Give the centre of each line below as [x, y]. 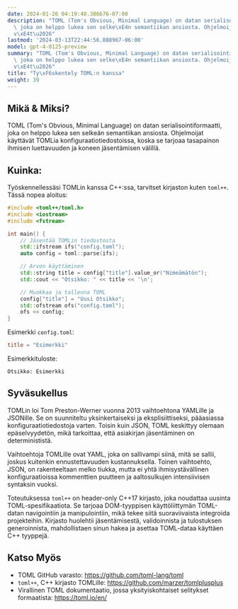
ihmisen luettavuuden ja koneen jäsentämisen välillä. [84, 148]
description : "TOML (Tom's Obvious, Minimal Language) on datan [104, 21]
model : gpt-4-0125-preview [47, 47]
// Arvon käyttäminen [52, 266]
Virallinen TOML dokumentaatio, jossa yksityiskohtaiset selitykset [113, 590]
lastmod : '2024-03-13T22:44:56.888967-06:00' [75, 40]
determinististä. [30, 440]
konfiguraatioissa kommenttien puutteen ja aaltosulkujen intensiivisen [109, 477]
